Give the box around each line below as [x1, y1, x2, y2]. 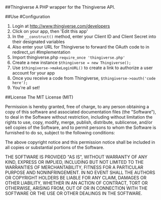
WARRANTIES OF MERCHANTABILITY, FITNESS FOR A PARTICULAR [5, 164, 143, 170]
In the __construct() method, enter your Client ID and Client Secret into [12, 34, 157, 39]
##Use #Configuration [5, 14, 50, 19]
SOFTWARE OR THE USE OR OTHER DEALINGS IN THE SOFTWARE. [5, 191, 142, 196]
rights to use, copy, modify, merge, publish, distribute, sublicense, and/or [5, 120, 153, 125]
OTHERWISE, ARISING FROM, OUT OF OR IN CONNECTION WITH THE [5, 185, 148, 191]
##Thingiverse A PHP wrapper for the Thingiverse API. [5, 4, 115, 10]
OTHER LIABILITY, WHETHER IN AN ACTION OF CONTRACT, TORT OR [5, 180, 148, 186]
